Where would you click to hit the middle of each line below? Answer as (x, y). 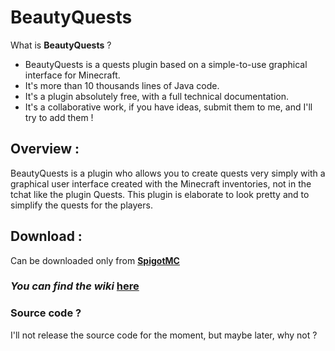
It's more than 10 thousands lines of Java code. (122, 85)
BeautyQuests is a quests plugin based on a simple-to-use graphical (166, 64)
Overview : (45, 149)
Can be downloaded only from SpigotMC (95, 260)
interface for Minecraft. (72, 75)
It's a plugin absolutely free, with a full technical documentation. (156, 96)
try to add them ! (59, 117)
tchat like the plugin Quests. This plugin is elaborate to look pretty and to (160, 194)
